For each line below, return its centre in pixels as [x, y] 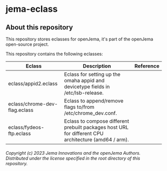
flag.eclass [21, 110]
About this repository [39, 27]
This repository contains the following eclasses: [54, 54]
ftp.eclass [20, 133]
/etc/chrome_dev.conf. [90, 113]
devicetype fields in [87, 86]
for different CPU [84, 133]
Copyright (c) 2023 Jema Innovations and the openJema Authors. [73, 153]
